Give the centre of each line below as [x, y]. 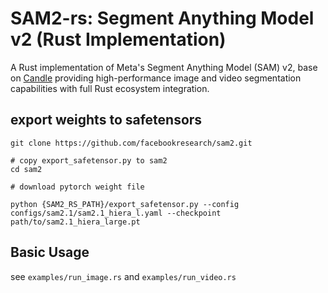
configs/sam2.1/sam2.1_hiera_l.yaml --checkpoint [116, 213]
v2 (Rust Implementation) [118, 39]
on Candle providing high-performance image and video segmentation [156, 78]
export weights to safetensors [106, 120]
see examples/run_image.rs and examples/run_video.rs [123, 276]
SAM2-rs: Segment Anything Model [162, 18]
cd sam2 [26, 169]
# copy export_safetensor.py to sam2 [89, 160]
